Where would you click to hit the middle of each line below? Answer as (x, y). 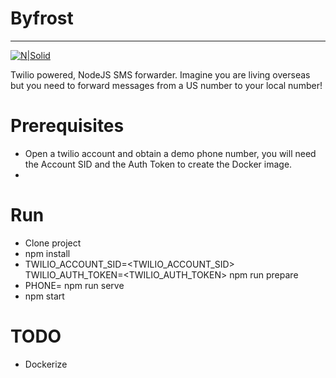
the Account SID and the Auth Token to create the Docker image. (158, 164)
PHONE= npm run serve (74, 285)
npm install (47, 253)
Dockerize (46, 364)
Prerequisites (67, 126)
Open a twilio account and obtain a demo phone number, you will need (170, 153)
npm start (44, 296)
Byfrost (42, 18)
